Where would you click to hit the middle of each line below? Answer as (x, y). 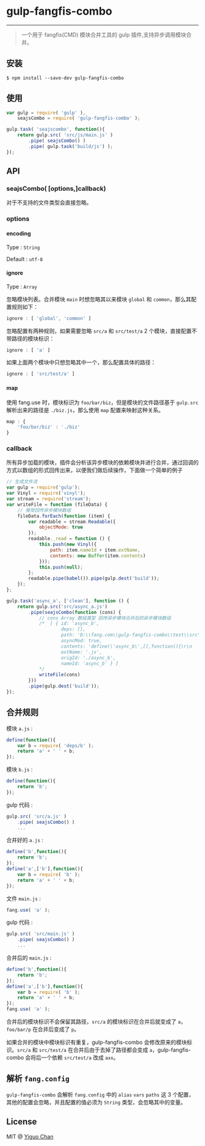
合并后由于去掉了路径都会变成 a (113, 1050)
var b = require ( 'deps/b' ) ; (56, 745)
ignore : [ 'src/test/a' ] (41, 374)
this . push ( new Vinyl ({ (68, 545)
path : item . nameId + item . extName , (95, 550)
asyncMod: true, (81, 641)
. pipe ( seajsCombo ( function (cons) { (75, 612)
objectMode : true (61, 527)
